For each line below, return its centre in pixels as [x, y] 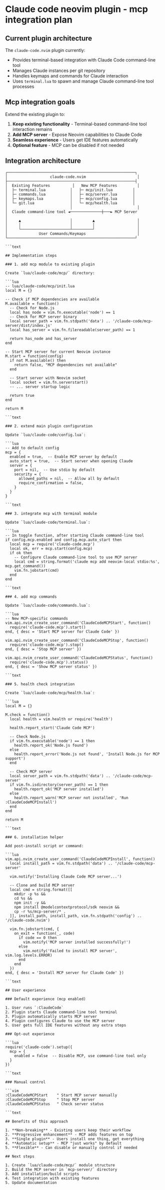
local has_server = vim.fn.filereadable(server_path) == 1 [72, 330]
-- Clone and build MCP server [42, 885]
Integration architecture [43, 161]
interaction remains [32, 129]
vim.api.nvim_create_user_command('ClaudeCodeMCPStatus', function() [79, 658]
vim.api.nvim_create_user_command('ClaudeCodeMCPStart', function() [78, 623]
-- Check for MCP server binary [43, 317]
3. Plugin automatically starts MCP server [51, 1016]
